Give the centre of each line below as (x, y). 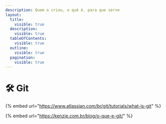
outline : (19, 48)
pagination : (23, 57)
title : (17, 19)
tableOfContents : (28, 39)
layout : (14, 15)
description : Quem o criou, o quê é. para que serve (63, 10)
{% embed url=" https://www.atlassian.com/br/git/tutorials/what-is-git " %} (83, 106)
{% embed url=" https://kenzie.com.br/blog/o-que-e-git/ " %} (69, 116)
